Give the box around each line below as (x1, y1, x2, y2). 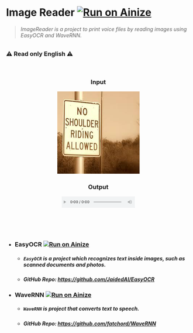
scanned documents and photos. (23, 261, 106, 269)
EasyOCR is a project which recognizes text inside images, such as (23, 255, 185, 262)
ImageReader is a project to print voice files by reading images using (20, 25, 187, 32)
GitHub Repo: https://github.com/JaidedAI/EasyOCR (23, 276, 155, 283)
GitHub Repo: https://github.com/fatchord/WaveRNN (23, 320, 156, 327)
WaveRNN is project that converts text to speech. (23, 305, 140, 313)
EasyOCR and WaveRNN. (20, 32, 82, 39)
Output (88, 183, 109, 191)
